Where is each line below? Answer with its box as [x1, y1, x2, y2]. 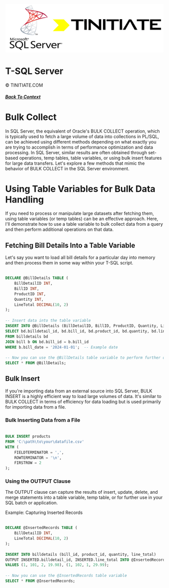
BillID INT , [14, 286, 39, 291]
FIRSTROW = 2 [14, 461, 42, 466]
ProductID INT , [14, 291, 46, 296]
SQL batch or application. [5, 500, 58, 506]
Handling [5, 193, 44, 205]
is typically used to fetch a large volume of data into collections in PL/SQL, [5, 133, 159, 140]
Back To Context [5, 94, 41, 100]
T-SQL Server [5, 66, 64, 77]
